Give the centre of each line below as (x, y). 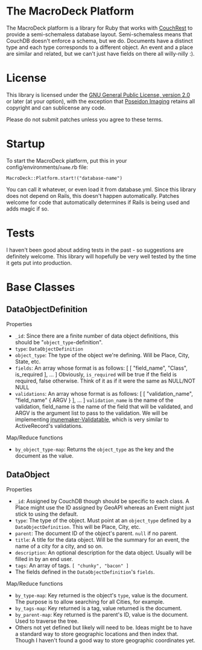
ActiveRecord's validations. (49, 425)
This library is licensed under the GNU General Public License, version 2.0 (98, 94)
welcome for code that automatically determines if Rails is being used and (98, 202)
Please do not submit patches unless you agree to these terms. (85, 119)
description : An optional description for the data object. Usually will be (103, 553)
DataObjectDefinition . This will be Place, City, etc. (77, 527)
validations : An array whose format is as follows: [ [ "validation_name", (104, 393)
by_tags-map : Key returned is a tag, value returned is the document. (98, 608)
